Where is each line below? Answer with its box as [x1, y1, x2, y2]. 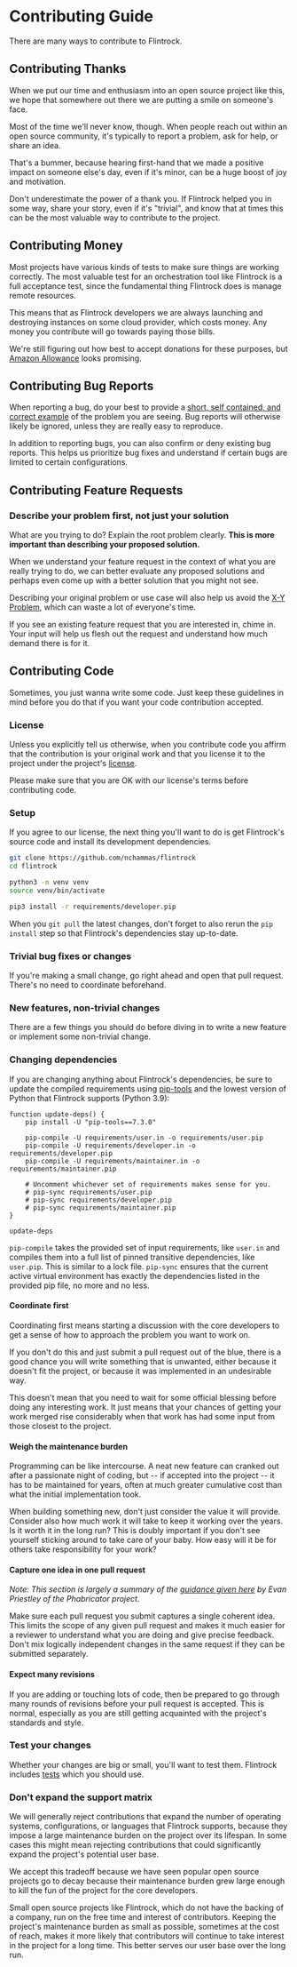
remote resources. [9, 290, 77, 300]
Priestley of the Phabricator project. [9, 1594, 140, 1604]
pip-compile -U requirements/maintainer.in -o [25, 1156, 200, 1165]
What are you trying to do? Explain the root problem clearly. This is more [9, 530, 275, 540]
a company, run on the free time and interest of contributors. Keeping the [9, 1912, 277, 1923]
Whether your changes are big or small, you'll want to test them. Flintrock [9, 1759, 277, 1770]
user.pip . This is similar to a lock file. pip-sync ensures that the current [9, 1260, 269, 1272]
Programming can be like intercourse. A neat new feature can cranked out [9, 1460, 279, 1472]
